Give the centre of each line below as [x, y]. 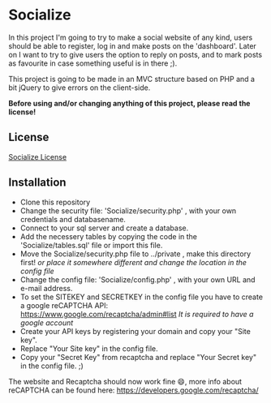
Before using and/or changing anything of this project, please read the [129, 103]
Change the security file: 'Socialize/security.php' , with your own [128, 210]
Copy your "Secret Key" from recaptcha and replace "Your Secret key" [138, 357]
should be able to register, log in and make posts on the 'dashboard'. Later [133, 45]
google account [47, 323]
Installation [37, 183]
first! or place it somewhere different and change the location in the [133, 262]
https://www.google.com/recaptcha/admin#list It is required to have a [137, 314]
